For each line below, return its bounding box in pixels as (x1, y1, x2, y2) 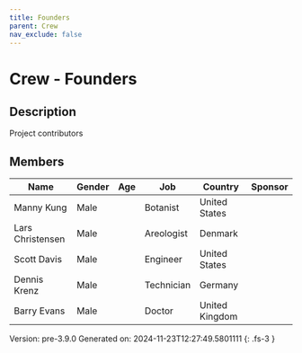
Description (9, 104, 76, 119)
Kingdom (199, 311, 238, 323)
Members (9, 154, 65, 169)
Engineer (144, 253, 182, 266)
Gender (75, 181, 110, 193)
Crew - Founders (9, 68, 138, 89)
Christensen (13, 233, 66, 245)
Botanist (144, 201, 180, 214)
